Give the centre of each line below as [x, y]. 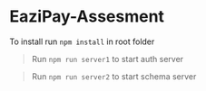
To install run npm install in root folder [82, 41]
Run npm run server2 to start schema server [114, 76]
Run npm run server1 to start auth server [108, 59]
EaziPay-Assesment [87, 17]
